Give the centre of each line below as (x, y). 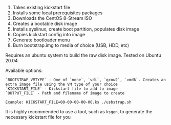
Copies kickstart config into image (49, 34)
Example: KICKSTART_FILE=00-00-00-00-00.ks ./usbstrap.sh (68, 102)
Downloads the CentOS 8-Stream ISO (52, 18)
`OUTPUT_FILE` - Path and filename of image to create (65, 93)
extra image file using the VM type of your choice (61, 84)
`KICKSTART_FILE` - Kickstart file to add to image (61, 89)
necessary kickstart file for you (38, 117)
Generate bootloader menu (41, 40)
